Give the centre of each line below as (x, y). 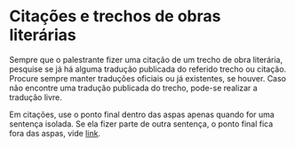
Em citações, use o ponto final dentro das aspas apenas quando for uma (142, 114)
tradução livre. (36, 97)
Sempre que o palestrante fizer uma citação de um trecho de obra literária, (146, 59)
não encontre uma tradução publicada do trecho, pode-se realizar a (133, 88)
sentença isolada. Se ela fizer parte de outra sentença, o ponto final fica (141, 124)
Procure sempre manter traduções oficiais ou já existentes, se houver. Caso (148, 78)
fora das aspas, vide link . (55, 133)
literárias (43, 35)
